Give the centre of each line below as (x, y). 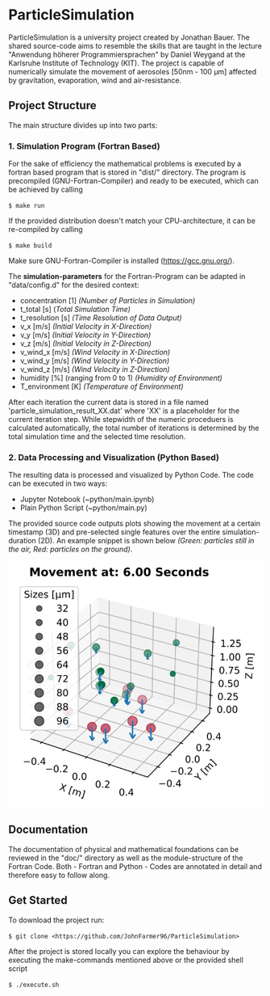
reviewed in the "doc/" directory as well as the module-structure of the (126, 858)
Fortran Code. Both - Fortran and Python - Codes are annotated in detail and (135, 866)
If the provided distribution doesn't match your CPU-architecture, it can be (132, 221)
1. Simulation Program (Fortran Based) (84, 146)
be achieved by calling (46, 190)
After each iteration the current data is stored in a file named (109, 403)
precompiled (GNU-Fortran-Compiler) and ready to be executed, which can (134, 181)
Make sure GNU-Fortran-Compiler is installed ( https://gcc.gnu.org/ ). (122, 261)
